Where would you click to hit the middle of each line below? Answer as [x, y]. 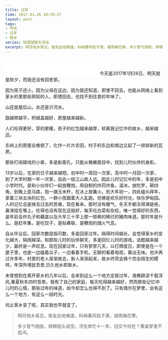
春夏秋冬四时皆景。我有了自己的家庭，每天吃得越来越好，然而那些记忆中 [85, 281]
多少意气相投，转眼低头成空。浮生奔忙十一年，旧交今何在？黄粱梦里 [87, 326]
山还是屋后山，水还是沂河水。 [36, 107]
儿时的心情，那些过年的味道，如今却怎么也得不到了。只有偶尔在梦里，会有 [82, 288]
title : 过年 [17, 10]
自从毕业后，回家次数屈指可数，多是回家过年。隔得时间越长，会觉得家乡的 [82, 233]
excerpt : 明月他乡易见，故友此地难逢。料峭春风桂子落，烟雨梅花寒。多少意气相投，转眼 [84, 47]
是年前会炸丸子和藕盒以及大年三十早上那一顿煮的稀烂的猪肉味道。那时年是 [82, 216]
